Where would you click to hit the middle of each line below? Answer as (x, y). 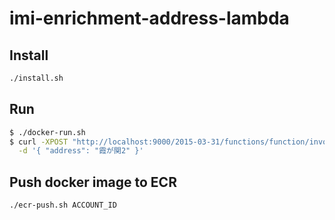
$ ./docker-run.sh (47, 132)
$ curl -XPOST (39, 142)
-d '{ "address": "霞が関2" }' (81, 151)
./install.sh (36, 78)
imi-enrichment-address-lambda (149, 18)
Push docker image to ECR (93, 182)
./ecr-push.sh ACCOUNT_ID (63, 205)
